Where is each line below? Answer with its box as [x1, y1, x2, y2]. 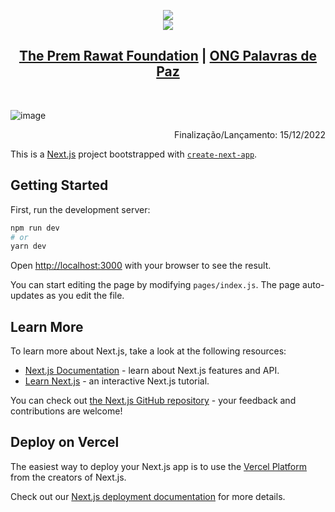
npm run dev [10, 223, 60, 233]
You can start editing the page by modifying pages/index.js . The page [10, 279, 301, 291]
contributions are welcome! [10, 405, 123, 417]
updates [10, 290, 45, 302]
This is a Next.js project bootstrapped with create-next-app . [10, 148, 258, 160]
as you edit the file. [46, 290, 125, 302]
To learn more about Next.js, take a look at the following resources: [10, 345, 287, 357]
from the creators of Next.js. [10, 471, 127, 483]
